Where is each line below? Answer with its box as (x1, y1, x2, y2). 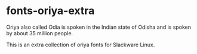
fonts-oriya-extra (6, 4, 95, 18)
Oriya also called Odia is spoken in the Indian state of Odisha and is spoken (6, 23, 192, 31)
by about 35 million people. (6, 29, 73, 36)
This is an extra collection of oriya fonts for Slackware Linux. (6, 41, 155, 48)
